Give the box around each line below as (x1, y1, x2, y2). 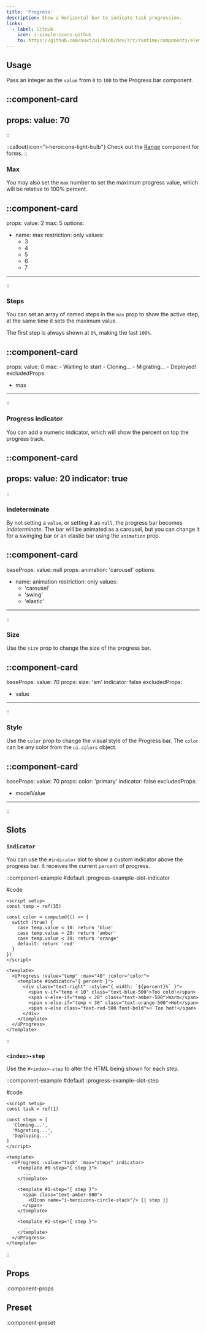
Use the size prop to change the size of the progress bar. (6, 644, 151, 652)
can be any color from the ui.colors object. (6, 744, 117, 751)
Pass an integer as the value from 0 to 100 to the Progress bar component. (6, 76, 194, 83)
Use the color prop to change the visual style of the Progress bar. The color (6, 737, 199, 745)
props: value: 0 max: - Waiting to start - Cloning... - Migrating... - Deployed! (6, 363, 197, 371)
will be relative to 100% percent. (6, 185, 88, 193)
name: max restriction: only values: (15, 231, 104, 239)
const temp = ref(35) (6, 903, 62, 909)
